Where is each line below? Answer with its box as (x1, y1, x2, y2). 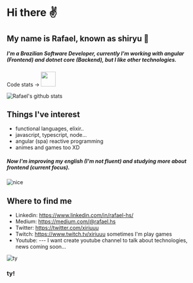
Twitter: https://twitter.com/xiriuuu (15, 224, 99, 231)
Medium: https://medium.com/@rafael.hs (15, 218, 116, 225)
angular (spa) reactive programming (15, 138, 104, 145)
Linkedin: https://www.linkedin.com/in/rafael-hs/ (15, 212, 134, 219)
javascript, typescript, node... (15, 131, 88, 139)
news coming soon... (15, 243, 67, 250)
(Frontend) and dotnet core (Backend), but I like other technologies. (7, 56, 177, 63)
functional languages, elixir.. (15, 125, 85, 132)
